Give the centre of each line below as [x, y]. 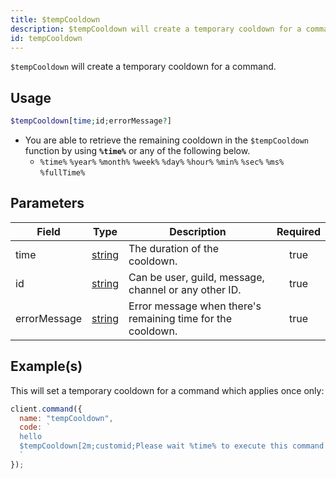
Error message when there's [195, 306]
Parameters [47, 203]
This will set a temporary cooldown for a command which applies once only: [167, 390]
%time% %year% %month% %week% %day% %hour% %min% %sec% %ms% [162, 162]
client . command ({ [46, 409]
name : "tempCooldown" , [66, 418]
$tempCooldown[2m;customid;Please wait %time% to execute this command [172, 446]
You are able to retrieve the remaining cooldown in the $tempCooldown [167, 140]
